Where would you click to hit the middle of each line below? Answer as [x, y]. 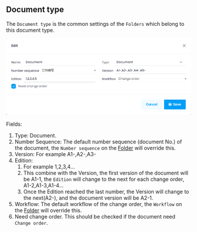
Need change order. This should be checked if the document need [95, 216]
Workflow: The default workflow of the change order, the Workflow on [98, 204]
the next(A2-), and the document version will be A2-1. [88, 198]
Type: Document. [35, 135]
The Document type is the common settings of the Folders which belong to [95, 23]
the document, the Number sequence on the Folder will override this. [95, 148]
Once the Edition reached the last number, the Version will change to [106, 191]
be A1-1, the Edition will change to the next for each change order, [104, 179]
